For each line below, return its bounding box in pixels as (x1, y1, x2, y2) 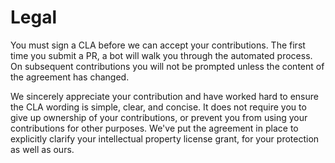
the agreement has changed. (10, 71, 130, 83)
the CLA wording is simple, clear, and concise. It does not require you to (10, 101, 307, 113)
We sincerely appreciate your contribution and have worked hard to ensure (10, 90, 319, 102)
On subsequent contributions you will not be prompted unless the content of (10, 60, 325, 72)
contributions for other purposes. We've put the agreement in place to (10, 122, 299, 134)
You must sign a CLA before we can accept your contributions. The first (10, 39, 306, 51)
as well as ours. (10, 143, 75, 155)
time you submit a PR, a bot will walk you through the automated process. (10, 49, 313, 61)
